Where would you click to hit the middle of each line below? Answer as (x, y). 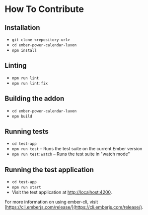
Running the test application (49, 169)
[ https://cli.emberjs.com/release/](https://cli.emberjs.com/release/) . (74, 207)
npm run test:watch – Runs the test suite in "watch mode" (71, 154)
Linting (16, 66)
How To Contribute (44, 9)
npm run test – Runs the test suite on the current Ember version (77, 149)
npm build (22, 116)
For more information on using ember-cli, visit (51, 202)
